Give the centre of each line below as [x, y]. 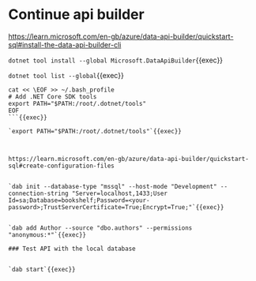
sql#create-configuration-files [61, 166]
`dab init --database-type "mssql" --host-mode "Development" [113, 186]
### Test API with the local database [72, 249]
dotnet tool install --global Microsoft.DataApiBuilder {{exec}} [116, 60]
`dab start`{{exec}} [42, 269]
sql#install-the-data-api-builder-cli [65, 44]
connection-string [38, 193]
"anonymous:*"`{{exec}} [47, 234]
